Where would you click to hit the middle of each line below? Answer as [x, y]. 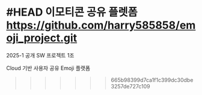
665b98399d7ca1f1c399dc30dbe [152, 80]
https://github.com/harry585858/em [101, 25]
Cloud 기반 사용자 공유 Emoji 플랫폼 [48, 68]
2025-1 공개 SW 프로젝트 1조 [40, 55]
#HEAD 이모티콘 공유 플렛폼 [72, 12]
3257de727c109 [130, 86]
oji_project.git [42, 38]
